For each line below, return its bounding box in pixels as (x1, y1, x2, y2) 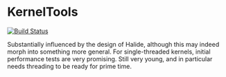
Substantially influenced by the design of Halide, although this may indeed (7, 40, 220, 48)
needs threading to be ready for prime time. (7, 62, 132, 70)
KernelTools (7, 4, 78, 20)
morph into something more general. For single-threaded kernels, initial (7, 47, 211, 56)
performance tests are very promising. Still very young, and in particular (7, 54, 213, 63)
